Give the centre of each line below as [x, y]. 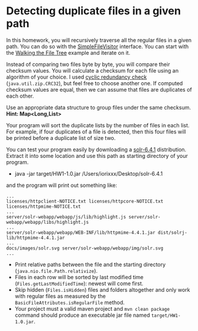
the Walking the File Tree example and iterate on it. [68, 52]
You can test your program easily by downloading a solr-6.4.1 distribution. [96, 149]
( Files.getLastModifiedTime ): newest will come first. [79, 283]
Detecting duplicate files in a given [94, 11]
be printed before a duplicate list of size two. [61, 138]
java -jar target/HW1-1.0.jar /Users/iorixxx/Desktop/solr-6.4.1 [89, 173]
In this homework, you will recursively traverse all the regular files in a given [99, 40]
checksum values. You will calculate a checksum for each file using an [92, 70]
